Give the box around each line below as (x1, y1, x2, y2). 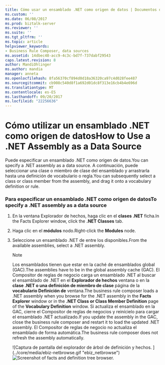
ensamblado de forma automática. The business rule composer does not (12, 330, 158, 335)
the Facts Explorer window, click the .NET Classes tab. (12, 218, 124, 224)
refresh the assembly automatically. (12, 335, 85, 341)
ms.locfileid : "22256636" (5, 99, 58, 104)
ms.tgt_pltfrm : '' (5, 35, 43, 40)
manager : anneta (5, 71, 38, 76)
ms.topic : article (5, 39, 43, 44)
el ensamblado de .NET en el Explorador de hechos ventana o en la (12, 277, 150, 283)
